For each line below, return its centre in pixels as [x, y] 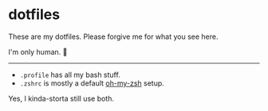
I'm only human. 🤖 [38, 52]
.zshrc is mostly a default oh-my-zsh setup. [92, 83]
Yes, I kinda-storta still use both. [61, 98]
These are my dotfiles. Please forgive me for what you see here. [113, 36]
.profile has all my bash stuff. [70, 75]
